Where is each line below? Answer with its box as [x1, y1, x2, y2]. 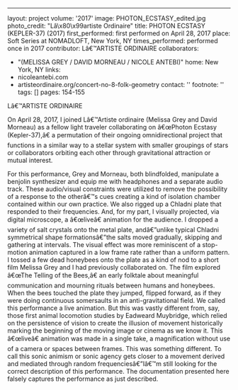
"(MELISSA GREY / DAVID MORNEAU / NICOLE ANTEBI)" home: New [17, 58, 219, 66]
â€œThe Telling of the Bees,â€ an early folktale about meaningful [7, 271, 199, 280]
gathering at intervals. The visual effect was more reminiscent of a [7, 241, 201, 248]
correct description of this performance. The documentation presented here [7, 367, 229, 375]
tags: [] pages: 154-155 [17, 88, 85, 96]
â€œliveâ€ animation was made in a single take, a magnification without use [7, 334, 231, 343]
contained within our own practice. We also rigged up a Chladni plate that [7, 200, 222, 208]
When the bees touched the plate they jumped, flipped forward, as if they [7, 289, 222, 297]
